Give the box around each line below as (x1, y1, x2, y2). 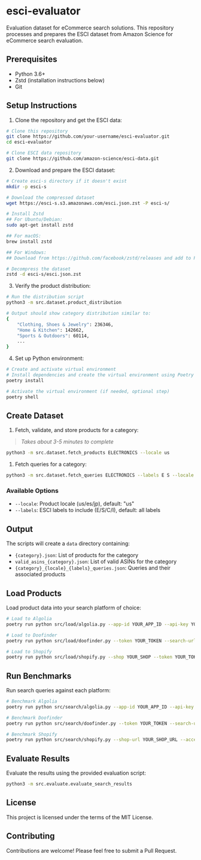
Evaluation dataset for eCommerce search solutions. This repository (6, 24, 174, 31)
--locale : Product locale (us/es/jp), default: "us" (14, 500, 135, 507)
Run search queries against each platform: (6, 687, 111, 694)
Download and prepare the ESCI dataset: (14, 166, 115, 174)
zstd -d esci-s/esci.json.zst (6, 272, 82, 278)
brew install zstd (6, 239, 52, 245)
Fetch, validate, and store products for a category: (14, 427, 139, 434)
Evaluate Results (6, 753, 70, 764)
